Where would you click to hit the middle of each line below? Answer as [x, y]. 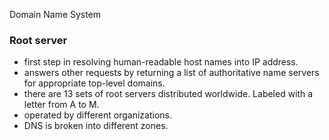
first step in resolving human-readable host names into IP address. [161, 62]
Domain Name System [55, 14]
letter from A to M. [61, 105]
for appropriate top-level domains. [94, 83]
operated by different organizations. [97, 115]
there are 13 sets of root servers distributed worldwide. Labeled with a [168, 94]
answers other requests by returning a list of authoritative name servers [171, 73]
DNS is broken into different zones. [96, 126]
